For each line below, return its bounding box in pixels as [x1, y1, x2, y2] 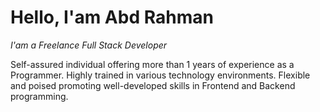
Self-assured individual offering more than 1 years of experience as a [10, 58, 295, 70]
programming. [10, 90, 69, 102]
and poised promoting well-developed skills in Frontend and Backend [10, 79, 296, 91]
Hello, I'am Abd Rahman [10, 6, 214, 29]
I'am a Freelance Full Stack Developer [10, 39, 168, 51]
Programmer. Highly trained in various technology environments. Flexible [10, 69, 311, 81]
